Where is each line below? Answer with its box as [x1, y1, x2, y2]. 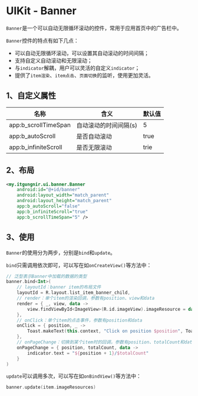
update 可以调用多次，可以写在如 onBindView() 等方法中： [6, 372, 141, 379]
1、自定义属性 [6, 90, 57, 101]
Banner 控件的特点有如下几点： [6, 37, 79, 44]
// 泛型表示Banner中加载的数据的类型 [6, 273, 87, 279]
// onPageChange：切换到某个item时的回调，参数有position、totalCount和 [16, 339, 184, 345]
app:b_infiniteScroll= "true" [16, 209, 88, 215]
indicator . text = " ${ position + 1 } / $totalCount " [27, 350, 149, 356]
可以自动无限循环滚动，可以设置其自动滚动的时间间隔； [14, 49, 149, 57]
